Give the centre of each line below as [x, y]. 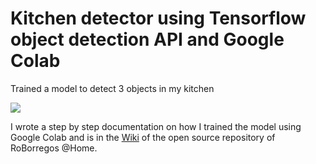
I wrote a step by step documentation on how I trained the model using [156, 126]
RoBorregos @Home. [54, 148]
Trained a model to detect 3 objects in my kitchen [112, 88]
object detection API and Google [147, 39]
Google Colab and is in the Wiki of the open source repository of [143, 137]
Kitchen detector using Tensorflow [158, 18]
